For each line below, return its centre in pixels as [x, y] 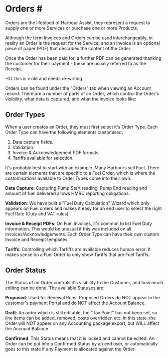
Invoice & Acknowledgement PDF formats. [56, 152]
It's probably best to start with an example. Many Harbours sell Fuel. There [82, 167]
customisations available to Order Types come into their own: [68, 178]
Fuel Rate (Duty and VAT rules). [38, 213]
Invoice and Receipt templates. [37, 240]
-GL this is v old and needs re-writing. [44, 78]
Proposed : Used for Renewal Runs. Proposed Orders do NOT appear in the [83, 297]
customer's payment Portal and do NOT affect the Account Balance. [75, 303]
